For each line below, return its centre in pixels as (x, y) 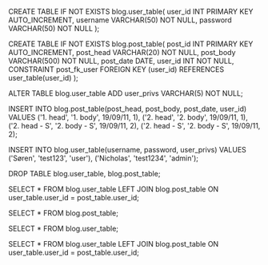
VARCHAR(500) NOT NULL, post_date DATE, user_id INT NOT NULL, (121, 61)
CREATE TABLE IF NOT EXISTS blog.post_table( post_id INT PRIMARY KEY (131, 44)
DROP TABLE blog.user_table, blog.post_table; (84, 174)
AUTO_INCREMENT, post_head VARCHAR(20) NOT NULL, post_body (122, 52)
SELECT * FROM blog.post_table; (63, 213)
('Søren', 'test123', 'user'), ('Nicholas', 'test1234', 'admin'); (103, 158)
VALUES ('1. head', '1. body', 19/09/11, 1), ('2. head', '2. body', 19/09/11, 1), (128, 117)
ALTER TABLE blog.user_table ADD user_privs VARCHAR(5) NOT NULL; (126, 93)
